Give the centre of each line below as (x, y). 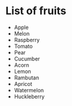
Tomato (23, 46)
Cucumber (27, 59)
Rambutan (27, 78)
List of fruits (36, 11)
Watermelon (29, 90)
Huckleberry (29, 97)
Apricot (23, 83)
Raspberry (27, 40)
